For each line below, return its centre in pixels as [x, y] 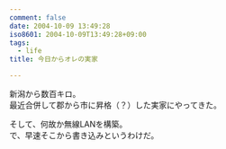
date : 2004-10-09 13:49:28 [60, 26]
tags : [19, 43]
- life [30, 51]
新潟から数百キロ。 [45, 94]
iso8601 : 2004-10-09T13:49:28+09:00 [78, 34]
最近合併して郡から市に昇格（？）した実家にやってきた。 [116, 105]
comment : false [38, 18]
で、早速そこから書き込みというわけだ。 [84, 135]
